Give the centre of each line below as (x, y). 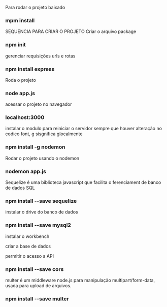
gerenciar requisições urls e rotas (40, 56)
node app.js (20, 93)
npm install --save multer (37, 298)
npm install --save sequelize (41, 201)
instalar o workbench (27, 236)
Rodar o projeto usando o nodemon (42, 158)
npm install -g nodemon (35, 147)
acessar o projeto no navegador (39, 104)
